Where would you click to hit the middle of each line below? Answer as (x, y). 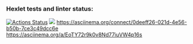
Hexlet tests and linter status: (50, 9)
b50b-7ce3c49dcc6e (32, 29)
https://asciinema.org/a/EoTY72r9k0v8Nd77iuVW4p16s (74, 35)
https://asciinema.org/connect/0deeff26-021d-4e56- (122, 22)
